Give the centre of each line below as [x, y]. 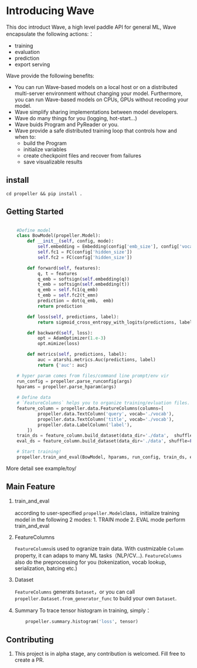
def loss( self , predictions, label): [73, 317]
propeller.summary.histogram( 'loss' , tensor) [82, 621]
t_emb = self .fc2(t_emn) [68, 295]
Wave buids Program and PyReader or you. [67, 124]
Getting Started [35, 212]
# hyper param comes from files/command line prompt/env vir [93, 376]
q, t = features [57, 274]
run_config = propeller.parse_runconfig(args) [74, 381]
